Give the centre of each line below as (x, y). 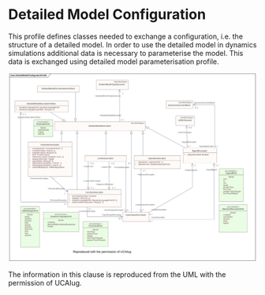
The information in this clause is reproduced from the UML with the (117, 274)
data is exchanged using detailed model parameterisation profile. (114, 62)
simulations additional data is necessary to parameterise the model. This (126, 53)
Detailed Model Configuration (107, 15)
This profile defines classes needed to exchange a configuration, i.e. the (125, 36)
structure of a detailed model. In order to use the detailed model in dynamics (132, 44)
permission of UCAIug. (45, 283)
